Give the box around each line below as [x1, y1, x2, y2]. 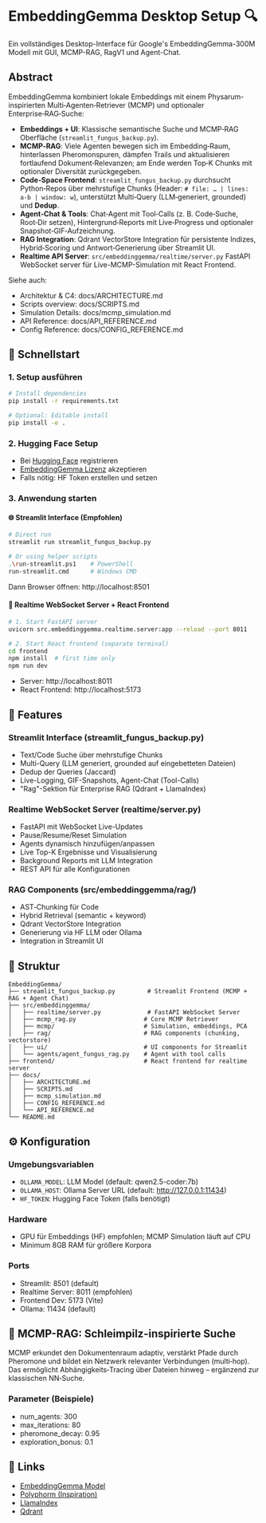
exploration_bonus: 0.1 [19, 1437, 94, 1446]
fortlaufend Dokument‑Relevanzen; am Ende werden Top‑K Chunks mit [19, 158, 252, 168]
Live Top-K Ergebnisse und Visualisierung [19, 847, 158, 857]
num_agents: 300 [19, 1411, 77, 1421]
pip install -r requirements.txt [8, 397, 119, 405]
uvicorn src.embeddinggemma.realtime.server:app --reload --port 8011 [8, 625, 248, 633]
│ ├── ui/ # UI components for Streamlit [8, 1044, 248, 1052]
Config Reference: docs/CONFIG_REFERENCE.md [19, 325, 184, 334]
